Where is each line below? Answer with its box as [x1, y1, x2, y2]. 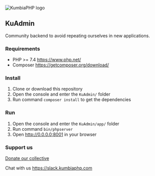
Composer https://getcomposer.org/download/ [12, 62, 109, 68]
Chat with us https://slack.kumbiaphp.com [5, 165, 92, 171]
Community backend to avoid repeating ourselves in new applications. [5, 33, 150, 39]
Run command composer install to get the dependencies [12, 97, 131, 103]
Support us [5, 144, 33, 151]
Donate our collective [5, 155, 49, 161]
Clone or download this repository [12, 86, 83, 92]
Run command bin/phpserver [12, 126, 73, 132]
